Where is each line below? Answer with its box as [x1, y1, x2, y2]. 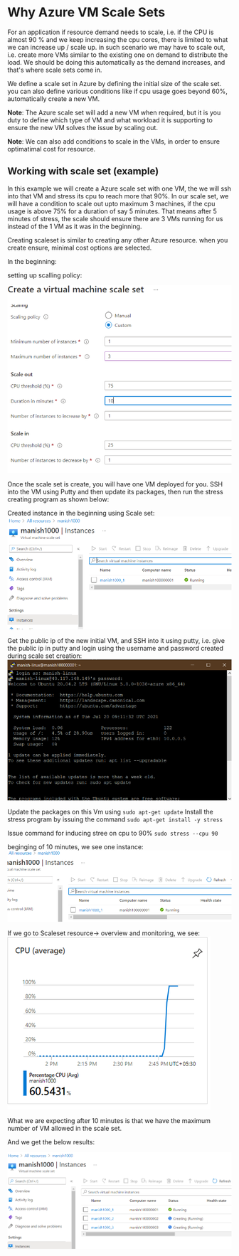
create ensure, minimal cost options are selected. [7, 243, 152, 252]
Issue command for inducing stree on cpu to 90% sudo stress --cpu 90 [7, 829, 218, 838]
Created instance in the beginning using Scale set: [7, 509, 155, 517]
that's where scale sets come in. [7, 65, 102, 74]
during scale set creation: [7, 651, 83, 660]
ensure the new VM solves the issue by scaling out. [7, 123, 159, 132]
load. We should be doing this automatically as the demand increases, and [7, 58, 225, 66]
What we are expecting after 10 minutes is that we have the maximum [7, 1117, 211, 1125]
